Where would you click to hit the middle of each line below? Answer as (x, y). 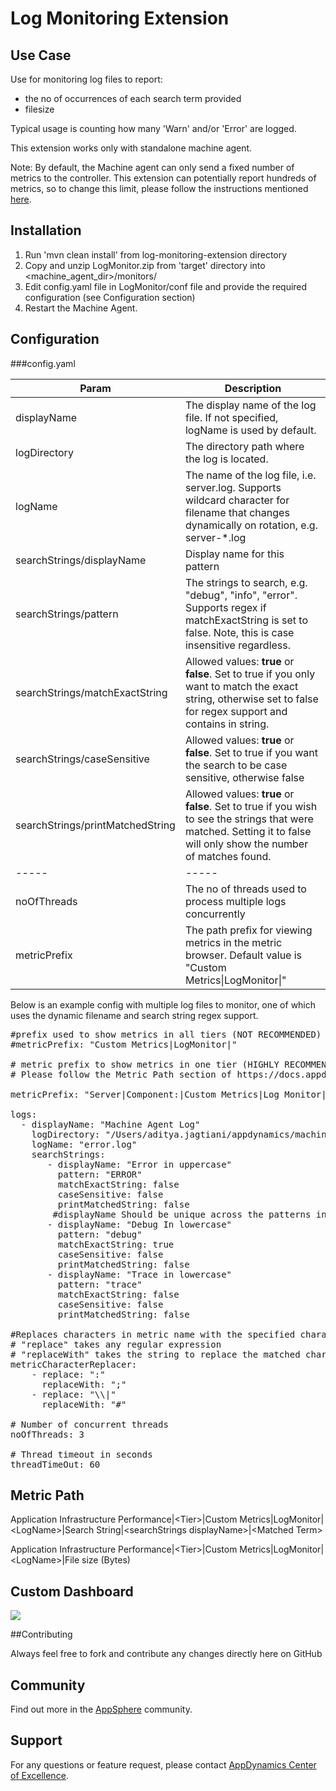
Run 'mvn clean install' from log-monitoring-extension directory (156, 254)
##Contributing (41, 1634)
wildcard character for (237, 500)
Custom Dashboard (72, 1591)
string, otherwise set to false (251, 699)
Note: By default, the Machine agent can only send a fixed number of (152, 167)
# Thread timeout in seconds (81, 1454)
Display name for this (234, 554)
